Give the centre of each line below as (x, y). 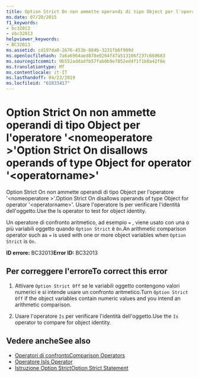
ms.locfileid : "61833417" (38, 84)
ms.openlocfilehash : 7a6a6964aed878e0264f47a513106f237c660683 (86, 56)
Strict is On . (21, 241)
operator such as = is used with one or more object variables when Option (96, 235)
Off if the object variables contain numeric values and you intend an (97, 298)
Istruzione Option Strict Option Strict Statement (71, 368)
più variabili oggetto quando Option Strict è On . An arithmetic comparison (96, 228)
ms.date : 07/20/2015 (32, 17)
